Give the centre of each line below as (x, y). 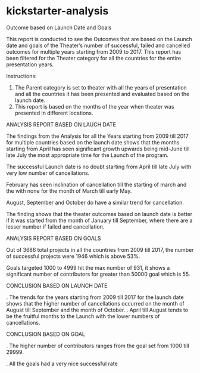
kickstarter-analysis (57, 11)
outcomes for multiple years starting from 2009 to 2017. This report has (94, 51)
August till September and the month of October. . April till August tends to (97, 310)
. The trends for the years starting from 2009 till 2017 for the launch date (95, 297)
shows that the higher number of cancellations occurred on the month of (95, 303)
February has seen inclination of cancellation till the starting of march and (96, 184)
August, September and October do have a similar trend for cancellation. (95, 202)
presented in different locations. (54, 113)
